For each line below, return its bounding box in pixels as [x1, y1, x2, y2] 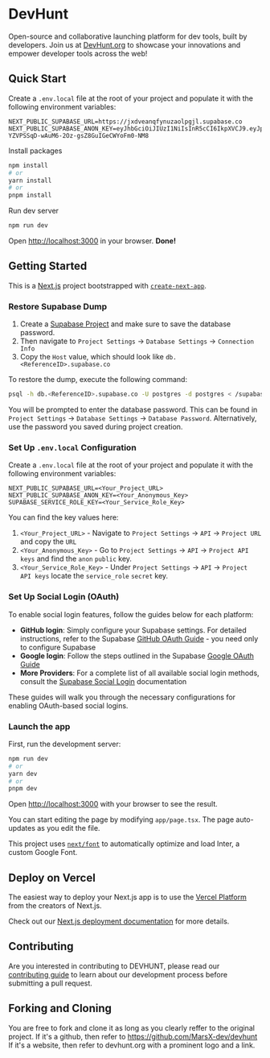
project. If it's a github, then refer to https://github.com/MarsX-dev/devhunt [8, 1031, 258, 1041]
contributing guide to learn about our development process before [8, 969, 227, 979]
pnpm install [8, 191, 52, 200]
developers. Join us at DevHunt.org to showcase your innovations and [8, 39, 241, 49]
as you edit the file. [37, 824, 100, 833]
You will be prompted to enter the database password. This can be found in [8, 405, 258, 414]
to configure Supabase [19, 642, 96, 652]
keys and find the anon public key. [19, 554, 133, 564]
